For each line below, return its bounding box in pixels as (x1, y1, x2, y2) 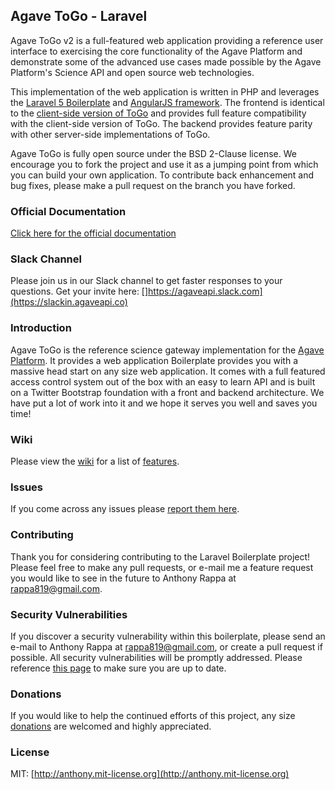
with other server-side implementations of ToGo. (10, 128, 211, 140)
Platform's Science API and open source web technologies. (10, 66, 255, 78)
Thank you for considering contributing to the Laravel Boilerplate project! (10, 550, 311, 563)
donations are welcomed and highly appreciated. (10, 720, 212, 733)
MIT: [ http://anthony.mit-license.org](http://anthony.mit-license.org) (10, 768, 290, 780)
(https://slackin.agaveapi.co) (10, 296, 128, 308)
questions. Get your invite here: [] (10, 285, 149, 298)
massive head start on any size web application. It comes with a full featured (10, 365, 326, 377)
